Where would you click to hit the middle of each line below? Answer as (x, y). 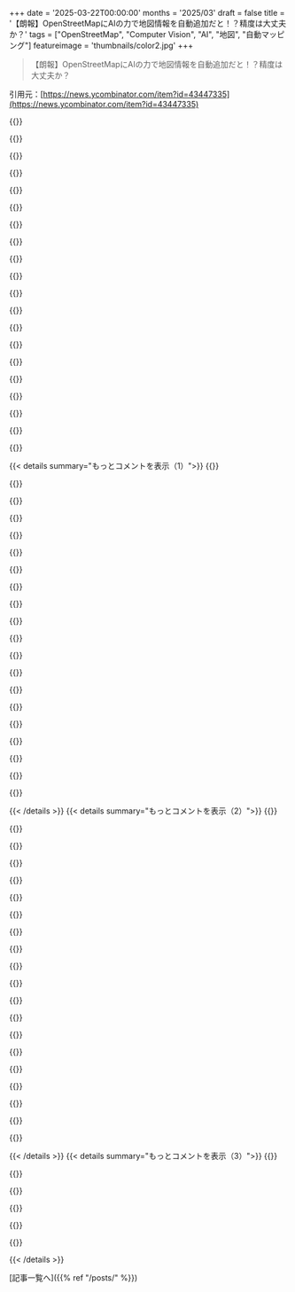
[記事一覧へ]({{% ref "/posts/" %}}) (74, 1278)
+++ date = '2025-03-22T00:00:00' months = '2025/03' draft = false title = (147, 13)
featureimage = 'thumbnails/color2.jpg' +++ (113, 45)
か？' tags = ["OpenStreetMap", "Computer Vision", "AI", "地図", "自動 (136, 34)
